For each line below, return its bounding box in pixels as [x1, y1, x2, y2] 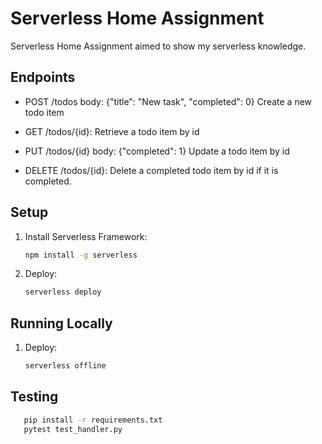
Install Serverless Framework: [24, 230, 148, 242]
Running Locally [10, 315, 113, 332]
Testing [10, 388, 59, 406]
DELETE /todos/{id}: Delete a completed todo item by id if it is [24, 164, 279, 176]
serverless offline [24, 361, 107, 371]
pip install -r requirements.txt [23, 415, 163, 425]
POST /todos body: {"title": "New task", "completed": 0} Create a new [24, 95, 313, 107]
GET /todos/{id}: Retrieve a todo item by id [24, 125, 200, 137]
